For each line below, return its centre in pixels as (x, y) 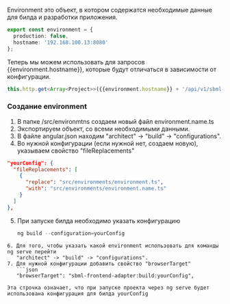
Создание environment (47, 107)
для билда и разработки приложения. (62, 17)
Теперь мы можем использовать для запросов (76, 62)
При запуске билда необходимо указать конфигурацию (99, 220)
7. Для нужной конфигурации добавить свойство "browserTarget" (99, 264)
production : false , (41, 36)
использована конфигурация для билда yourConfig (78, 294)
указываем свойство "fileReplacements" (76, 151)
